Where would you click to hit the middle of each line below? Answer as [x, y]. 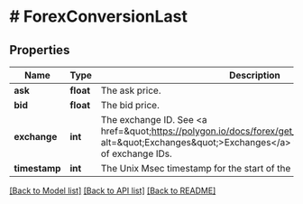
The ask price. [131, 90]
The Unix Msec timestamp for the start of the [196, 168]
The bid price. [130, 105]
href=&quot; [126, 131]
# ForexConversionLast [98, 17]
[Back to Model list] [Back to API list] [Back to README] [113, 190]
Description [255, 75]
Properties [40, 50]
